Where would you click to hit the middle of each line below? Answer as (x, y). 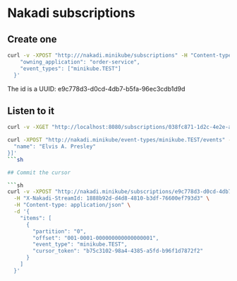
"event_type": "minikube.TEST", (80, 245)
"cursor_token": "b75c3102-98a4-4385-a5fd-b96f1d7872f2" (118, 251)
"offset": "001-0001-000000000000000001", (96, 238)
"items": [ (36, 218)
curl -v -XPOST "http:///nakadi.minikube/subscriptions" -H (98, 55)
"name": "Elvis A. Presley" (55, 147)
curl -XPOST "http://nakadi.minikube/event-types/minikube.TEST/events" (116, 140)
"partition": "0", (60, 231)
